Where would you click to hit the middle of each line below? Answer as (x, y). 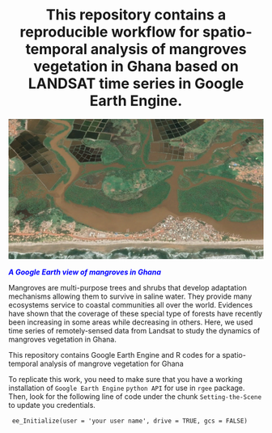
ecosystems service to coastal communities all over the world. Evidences (131, 305)
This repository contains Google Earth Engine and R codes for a (115, 355)
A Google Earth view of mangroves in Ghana (85, 272)
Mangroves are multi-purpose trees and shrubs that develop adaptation (127, 288)
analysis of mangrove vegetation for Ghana (112, 364)
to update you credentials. (52, 405)
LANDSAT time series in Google (136, 84)
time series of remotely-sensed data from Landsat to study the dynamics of (134, 331)
